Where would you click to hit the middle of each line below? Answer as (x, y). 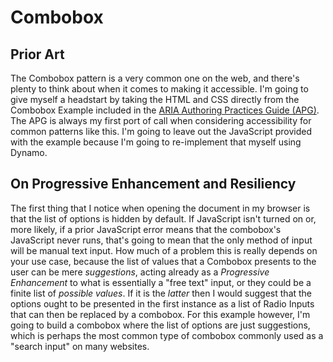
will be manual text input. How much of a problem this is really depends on (164, 250)
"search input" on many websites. (80, 346)
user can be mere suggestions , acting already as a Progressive (140, 272)
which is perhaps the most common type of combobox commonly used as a (167, 335)
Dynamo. (29, 152)
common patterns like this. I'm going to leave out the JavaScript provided (161, 131)
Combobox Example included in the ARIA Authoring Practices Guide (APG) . (165, 110)
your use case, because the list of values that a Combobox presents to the (163, 261)
